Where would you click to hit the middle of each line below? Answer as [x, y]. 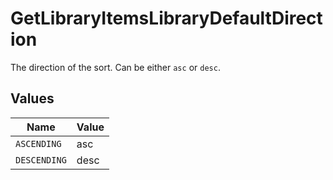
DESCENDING [41, 160]
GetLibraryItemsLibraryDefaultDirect [166, 18]
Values [32, 98]
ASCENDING [38, 143]
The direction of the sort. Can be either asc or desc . [115, 67]
